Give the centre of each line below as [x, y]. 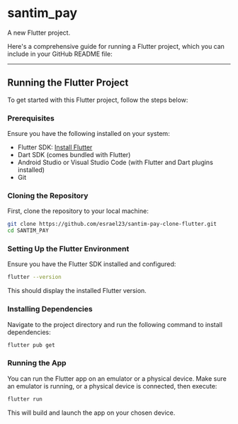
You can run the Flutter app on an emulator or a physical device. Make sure [117, 378]
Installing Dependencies [50, 309]
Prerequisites [31, 118]
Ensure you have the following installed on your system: [89, 134]
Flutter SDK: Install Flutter [55, 147]
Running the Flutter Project [68, 83]
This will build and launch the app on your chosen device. [91, 413]
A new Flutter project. [39, 33]
